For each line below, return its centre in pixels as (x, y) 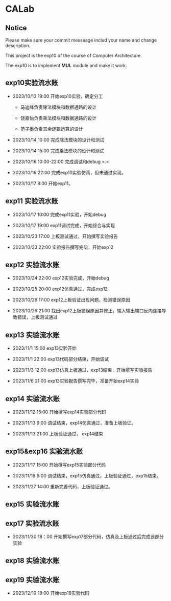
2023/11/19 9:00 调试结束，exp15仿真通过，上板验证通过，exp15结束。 (87, 475)
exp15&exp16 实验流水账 (44, 452)
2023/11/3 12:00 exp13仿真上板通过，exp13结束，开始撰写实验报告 (82, 370)
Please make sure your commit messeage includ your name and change (81, 40)
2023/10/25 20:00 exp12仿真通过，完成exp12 (60, 289)
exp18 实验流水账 (32, 561)
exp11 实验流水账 (32, 201)
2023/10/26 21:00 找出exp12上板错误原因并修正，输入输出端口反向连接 (87, 311)
